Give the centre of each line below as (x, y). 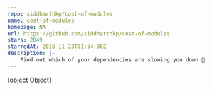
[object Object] (30, 80)
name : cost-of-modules (41, 20)
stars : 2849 (25, 40)
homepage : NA (27, 27)
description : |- (31, 54)
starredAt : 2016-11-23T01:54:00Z (57, 47)
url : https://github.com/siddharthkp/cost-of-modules (89, 34)
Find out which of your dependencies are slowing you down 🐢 (112, 60)
